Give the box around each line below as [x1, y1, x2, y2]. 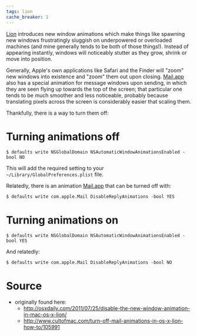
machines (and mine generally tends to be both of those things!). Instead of [6, 42, 189, 50]
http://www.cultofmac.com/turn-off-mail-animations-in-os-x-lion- [23, 317, 183, 324]
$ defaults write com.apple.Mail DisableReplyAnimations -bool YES [6, 194, 175, 200]
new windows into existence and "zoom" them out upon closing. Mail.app [6, 73, 184, 80]
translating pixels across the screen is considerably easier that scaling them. [6, 98, 192, 105]
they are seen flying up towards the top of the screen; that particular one [6, 85, 182, 92]
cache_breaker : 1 [6, 14, 49, 20]
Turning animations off [6, 130, 120, 143]
